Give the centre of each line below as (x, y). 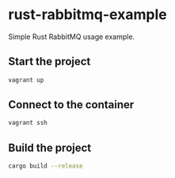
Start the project (49, 62)
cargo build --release (46, 166)
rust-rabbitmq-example (88, 15)
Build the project (50, 147)
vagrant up (26, 80)
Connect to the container (71, 105)
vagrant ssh (28, 123)
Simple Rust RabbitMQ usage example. (72, 37)
